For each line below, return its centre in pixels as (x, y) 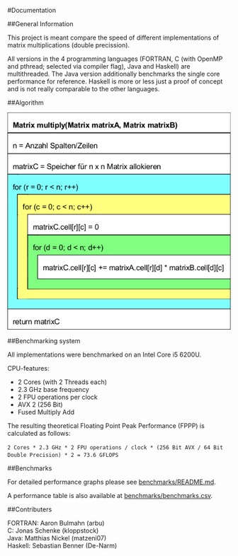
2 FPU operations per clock (57, 397)
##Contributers (30, 509)
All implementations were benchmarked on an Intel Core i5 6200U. (104, 355)
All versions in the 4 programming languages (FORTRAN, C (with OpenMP (115, 59)
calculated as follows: (39, 434)
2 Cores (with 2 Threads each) (62, 382)
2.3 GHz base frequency (53, 390)
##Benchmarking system (44, 341)
